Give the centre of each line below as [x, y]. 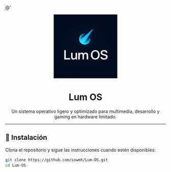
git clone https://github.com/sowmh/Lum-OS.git [57, 160]
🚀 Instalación [26, 138]
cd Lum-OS [16, 165]
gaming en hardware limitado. [85, 116]
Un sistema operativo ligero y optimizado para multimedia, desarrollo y [85, 111]
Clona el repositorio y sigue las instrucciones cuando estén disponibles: [81, 150]
